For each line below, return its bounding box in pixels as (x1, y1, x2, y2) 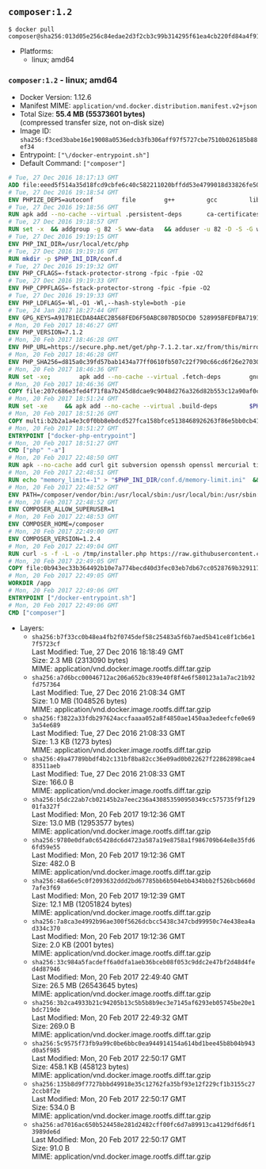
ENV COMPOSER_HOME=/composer (8, 520, 104, 528)
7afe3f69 (31, 883, 61, 891)
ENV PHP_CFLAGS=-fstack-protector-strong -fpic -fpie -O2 (8, 270, 203, 278)
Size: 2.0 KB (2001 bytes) (31, 940, 115, 949)
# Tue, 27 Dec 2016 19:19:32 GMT (8, 262, 119, 270)
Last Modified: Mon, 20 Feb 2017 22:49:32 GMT (31, 1013, 188, 1022)
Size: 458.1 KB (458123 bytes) (31, 1062, 129, 1071)
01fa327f (31, 803, 61, 811)
